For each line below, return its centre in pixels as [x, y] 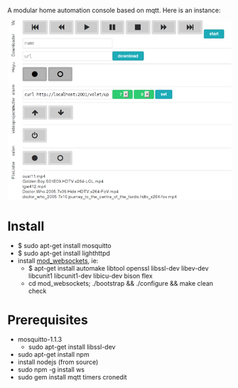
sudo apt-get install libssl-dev [72, 347]
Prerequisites [48, 320]
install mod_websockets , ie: [58, 261]
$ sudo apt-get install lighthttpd [64, 253]
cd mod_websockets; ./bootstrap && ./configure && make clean [121, 284]
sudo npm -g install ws [51, 370]
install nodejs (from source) [58, 362]
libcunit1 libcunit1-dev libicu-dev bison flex [90, 276]
